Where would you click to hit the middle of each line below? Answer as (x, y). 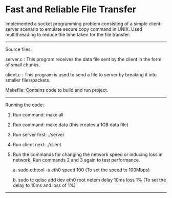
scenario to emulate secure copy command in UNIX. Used (81, 29)
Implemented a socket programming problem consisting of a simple (77, 24)
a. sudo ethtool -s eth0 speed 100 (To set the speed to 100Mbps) (81, 170)
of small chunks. (23, 65)
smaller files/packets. (28, 80)
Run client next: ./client (37, 144)
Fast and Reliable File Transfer (71, 9)
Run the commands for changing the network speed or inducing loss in (88, 154)
